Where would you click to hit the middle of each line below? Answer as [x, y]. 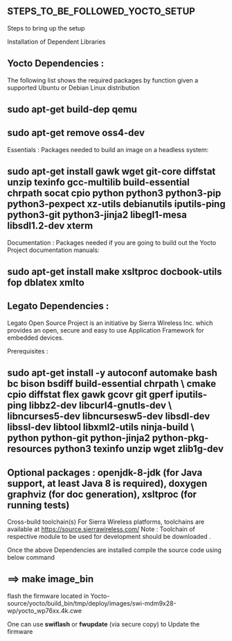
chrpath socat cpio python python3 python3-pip [114, 193]
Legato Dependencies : [58, 306]
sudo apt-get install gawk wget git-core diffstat [111, 172]
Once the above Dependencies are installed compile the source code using [114, 550]
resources [29, 449]
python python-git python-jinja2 [79, 438]
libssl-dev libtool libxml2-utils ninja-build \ [101, 427]
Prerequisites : [28, 351]
